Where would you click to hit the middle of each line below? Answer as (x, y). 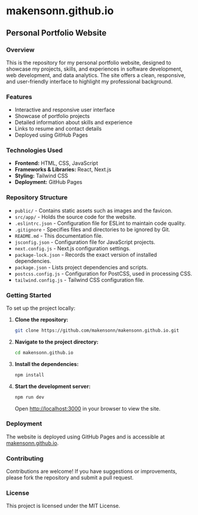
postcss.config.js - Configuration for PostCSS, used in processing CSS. (103, 274)
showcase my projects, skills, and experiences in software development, (95, 69)
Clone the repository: (41, 320)
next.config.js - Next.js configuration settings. (73, 248)
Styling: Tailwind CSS (41, 176)
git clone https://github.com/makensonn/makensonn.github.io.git (97, 330)
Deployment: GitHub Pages (48, 182)
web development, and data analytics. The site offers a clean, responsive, (96, 75)
